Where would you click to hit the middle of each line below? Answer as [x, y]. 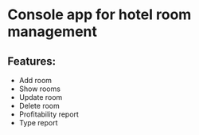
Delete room [39, 106]
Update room [41, 97]
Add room [35, 80]
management [52, 32]
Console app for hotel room [99, 15]
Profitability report [49, 114]
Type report [38, 123]
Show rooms [40, 89]
